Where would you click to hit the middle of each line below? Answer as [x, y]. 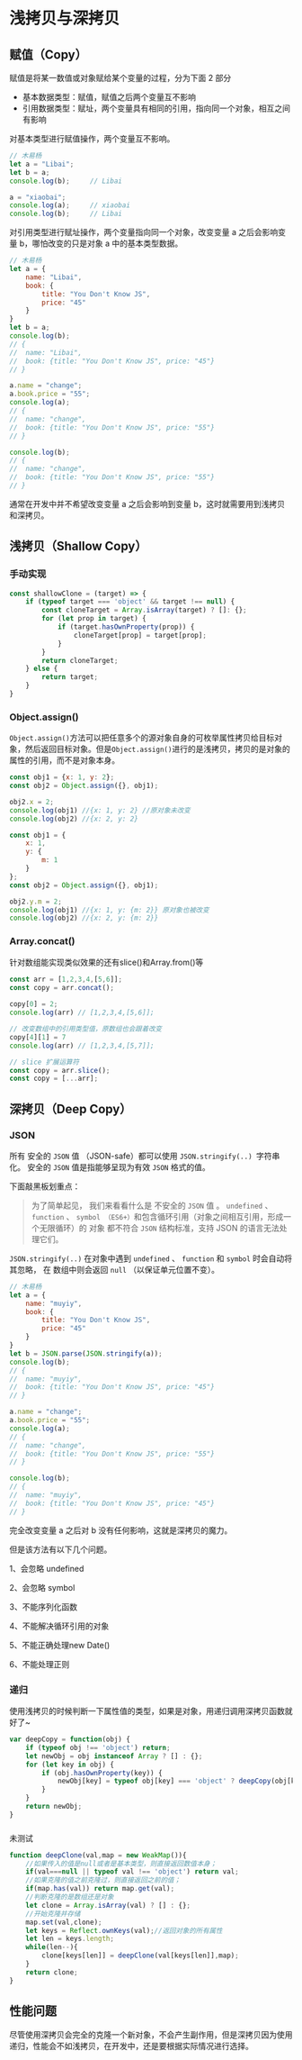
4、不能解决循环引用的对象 [59, 1626]
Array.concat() [42, 941]
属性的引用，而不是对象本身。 [64, 760]
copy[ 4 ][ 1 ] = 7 [38, 1037]
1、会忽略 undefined [47, 1568]
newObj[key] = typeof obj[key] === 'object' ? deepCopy [164, 1781]
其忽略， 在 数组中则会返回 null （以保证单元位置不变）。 [115, 1269]
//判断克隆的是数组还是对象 [70, 1897]
